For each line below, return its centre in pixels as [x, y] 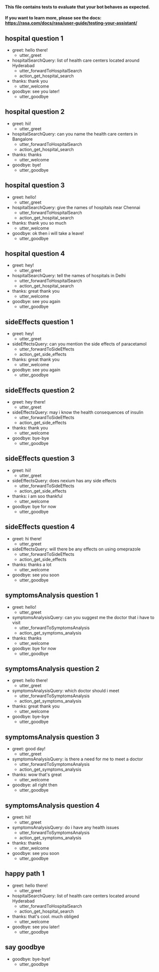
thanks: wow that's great [37, 775]
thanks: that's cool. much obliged [45, 916]
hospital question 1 [34, 38]
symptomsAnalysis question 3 [52, 737]
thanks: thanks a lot [32, 565]
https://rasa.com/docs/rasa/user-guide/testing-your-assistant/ [71, 23]
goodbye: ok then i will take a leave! [48, 233]
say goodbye [25, 947]
